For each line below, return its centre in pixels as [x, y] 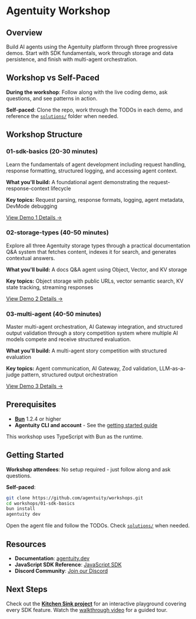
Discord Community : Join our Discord [61, 571]
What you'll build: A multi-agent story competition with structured [87, 351]
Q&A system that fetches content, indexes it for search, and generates [91, 251]
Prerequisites [31, 405]
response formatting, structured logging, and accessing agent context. [92, 171]
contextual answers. [31, 258]
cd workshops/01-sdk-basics [41, 503]
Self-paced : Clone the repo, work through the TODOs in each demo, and [94, 110]
